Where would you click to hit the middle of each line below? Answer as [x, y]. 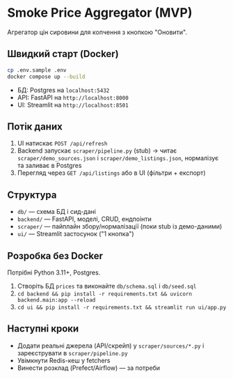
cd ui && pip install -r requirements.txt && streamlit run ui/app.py [122, 307]
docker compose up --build [46, 77]
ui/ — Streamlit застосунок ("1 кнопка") [75, 234]
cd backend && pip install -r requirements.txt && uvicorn [105, 294]
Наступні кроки [43, 329]
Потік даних [35, 126]
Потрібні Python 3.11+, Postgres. [54, 272]
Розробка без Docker [55, 256]
